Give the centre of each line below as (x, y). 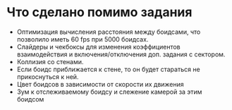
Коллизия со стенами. (50, 61)
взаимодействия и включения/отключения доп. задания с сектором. (121, 54)
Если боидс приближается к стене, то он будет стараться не (108, 69)
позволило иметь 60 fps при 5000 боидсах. (83, 39)
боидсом (30, 99)
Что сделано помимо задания (99, 12)
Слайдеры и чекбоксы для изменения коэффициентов (98, 47)
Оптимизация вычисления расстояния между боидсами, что (109, 32)
